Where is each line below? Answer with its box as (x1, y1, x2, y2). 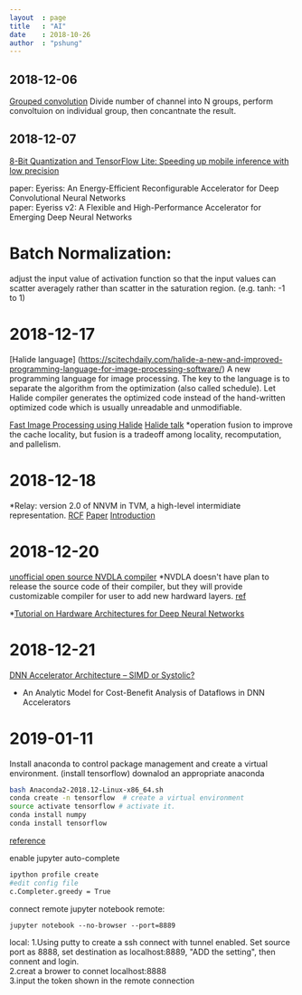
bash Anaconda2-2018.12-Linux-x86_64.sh (9, 785, 165, 794)
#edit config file (9, 878, 79, 887)
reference (9, 835, 46, 846)
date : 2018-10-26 (9, 30, 91, 39)
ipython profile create (9, 869, 99, 879)
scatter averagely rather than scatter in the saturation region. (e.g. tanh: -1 (9, 282, 286, 294)
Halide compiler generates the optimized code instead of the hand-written (9, 392, 286, 403)
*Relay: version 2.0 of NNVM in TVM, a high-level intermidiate (9, 500, 241, 511)
